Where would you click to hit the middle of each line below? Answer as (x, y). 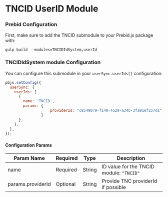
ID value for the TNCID (128, 167)
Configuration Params (29, 145)
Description (131, 158)
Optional (66, 184)
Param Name (29, 158)
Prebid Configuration (31, 25)
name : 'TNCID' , (39, 101)
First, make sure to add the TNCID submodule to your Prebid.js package (79, 35)
